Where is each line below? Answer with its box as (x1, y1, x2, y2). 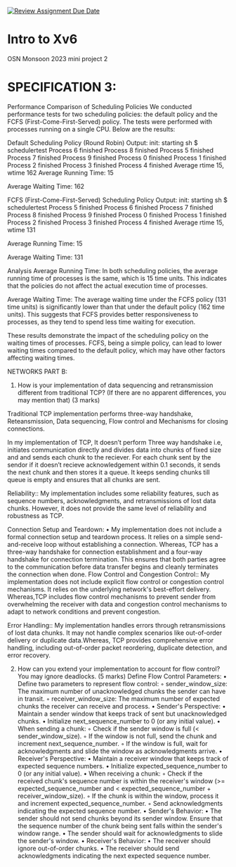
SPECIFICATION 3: (7, 80, 117, 95)
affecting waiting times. (7, 353, 75, 362)
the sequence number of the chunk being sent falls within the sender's (17, 821, 223, 830)
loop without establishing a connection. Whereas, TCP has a (44, 540, 218, 548)
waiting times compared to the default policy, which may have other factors (7, 346, 226, 355)
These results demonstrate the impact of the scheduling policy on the (7, 331, 209, 339)
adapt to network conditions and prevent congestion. (7, 607, 161, 616)
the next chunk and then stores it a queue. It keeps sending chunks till (7, 468, 210, 476)
